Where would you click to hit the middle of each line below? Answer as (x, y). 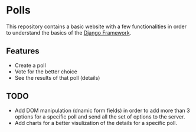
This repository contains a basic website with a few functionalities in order (97, 26)
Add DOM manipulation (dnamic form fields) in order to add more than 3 (102, 110)
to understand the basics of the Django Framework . (69, 32)
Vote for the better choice (46, 72)
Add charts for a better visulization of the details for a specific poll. (96, 123)
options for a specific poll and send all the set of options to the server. (100, 116)
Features (23, 51)
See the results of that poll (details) (57, 77)
